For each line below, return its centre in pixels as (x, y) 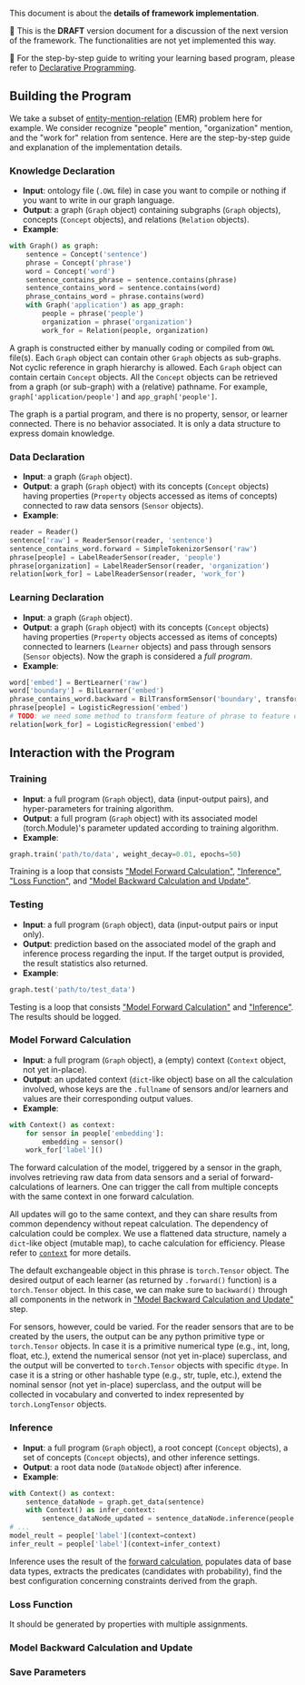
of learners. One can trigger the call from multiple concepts (167, 1187)
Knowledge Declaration (62, 170)
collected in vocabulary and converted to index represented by (127, 1395)
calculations (32, 1187)
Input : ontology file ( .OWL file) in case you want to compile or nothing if (154, 191)
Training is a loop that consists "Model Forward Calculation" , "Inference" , (146, 872)
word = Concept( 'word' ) (71, 271)
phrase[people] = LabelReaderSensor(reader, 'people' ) (115, 557)
